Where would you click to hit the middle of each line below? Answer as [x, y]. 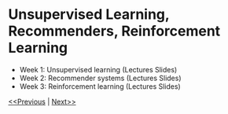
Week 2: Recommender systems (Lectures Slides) [101, 78]
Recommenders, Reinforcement [114, 31]
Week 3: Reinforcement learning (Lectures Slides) [100, 86]
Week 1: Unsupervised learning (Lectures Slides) [98, 69]
